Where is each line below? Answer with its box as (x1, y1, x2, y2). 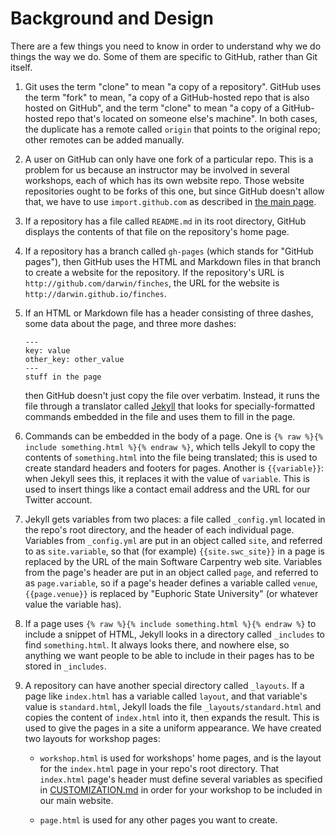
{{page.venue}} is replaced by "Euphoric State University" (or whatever (24, 587, 319, 599)
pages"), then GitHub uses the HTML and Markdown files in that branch (24, 255, 321, 267)
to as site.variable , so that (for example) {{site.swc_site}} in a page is (24, 545, 325, 557)
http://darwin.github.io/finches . (24, 287, 167, 299)
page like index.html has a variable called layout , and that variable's (24, 690, 308, 702)
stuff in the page (24, 372, 102, 382)
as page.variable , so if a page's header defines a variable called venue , (24, 577, 318, 589)
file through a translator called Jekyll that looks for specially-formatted (24, 400, 315, 412)
